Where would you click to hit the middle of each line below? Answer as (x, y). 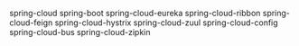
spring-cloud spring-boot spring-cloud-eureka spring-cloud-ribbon (135, 13)
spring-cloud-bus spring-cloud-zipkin (80, 32)
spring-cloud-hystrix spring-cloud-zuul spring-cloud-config (166, 23)
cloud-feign (31, 23)
